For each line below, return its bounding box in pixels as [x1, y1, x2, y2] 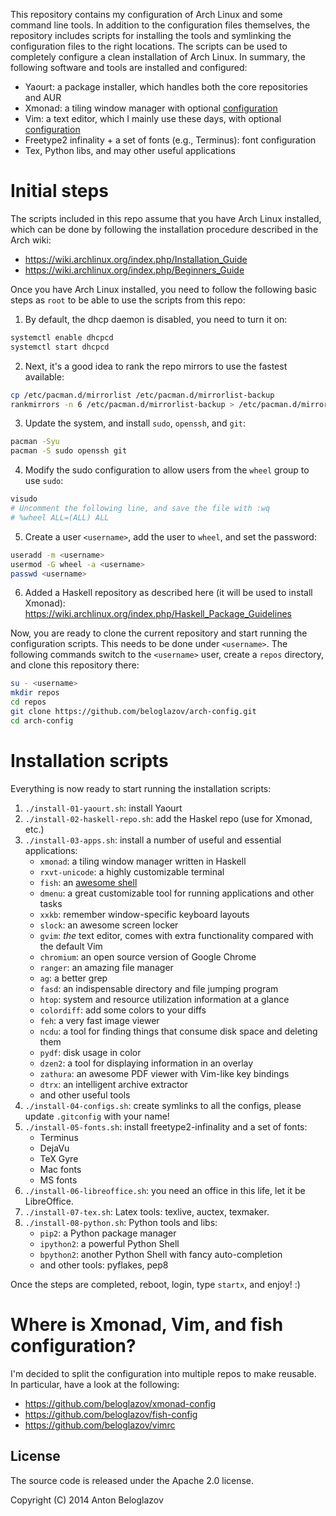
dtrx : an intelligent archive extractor [39, 1078, 189, 1090]
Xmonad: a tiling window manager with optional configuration [24, 102, 278, 114]
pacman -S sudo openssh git [10, 446, 128, 456]
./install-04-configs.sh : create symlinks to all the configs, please [24, 1099, 302, 1111]
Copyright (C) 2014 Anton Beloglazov [10, 1494, 164, 1506]
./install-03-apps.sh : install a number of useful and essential [24, 834, 282, 846]
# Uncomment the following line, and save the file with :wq [10, 504, 271, 514]
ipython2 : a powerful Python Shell [39, 1237, 180, 1249]
